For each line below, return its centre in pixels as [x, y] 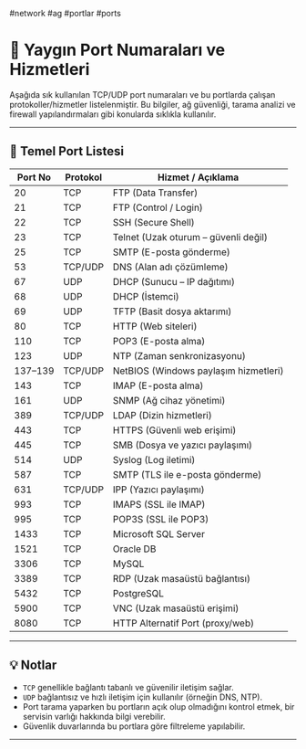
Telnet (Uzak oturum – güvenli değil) [190, 237]
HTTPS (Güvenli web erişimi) [174, 430]
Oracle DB [134, 549]
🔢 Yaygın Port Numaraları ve [117, 50]
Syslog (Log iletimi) [154, 459]
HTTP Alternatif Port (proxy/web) [184, 623]
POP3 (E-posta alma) [159, 341]
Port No [34, 177]
